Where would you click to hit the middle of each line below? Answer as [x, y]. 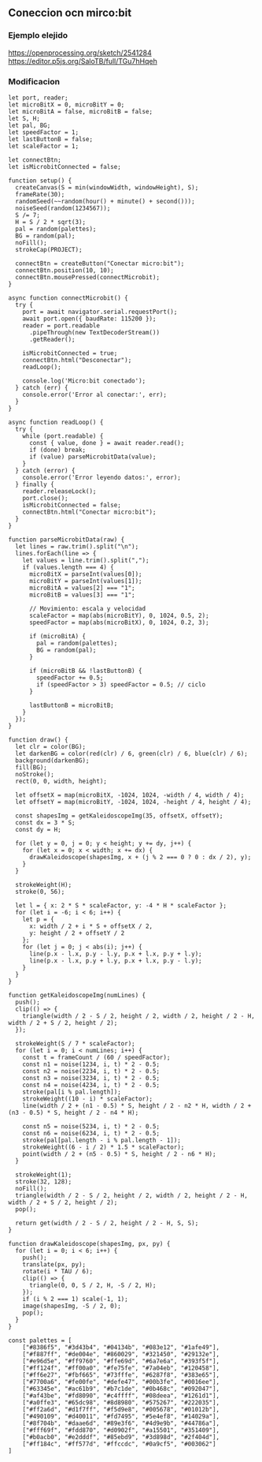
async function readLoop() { [56, 422]
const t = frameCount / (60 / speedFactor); [96, 1057]
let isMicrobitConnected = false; [65, 166]
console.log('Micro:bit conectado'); [84, 381]
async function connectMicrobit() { [68, 298]
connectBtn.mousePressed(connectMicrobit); [87, 277]
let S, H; [24, 118]
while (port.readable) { [63, 436]
